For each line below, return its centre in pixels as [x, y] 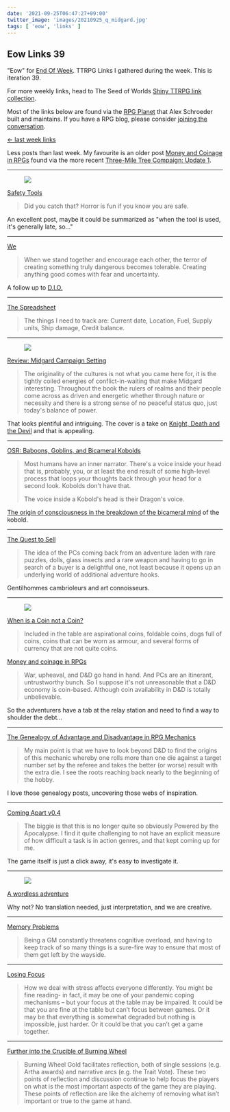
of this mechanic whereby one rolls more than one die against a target [123, 758]
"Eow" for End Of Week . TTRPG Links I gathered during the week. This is [110, 71]
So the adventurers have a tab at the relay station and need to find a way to [113, 710]
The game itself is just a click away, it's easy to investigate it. [93, 861]
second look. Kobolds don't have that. [77, 486]
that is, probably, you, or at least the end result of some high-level [117, 472]
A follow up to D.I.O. [35, 288]
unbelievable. [43, 697]
